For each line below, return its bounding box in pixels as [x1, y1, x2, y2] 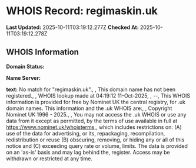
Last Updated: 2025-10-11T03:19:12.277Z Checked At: [6, 24, 139, 31]
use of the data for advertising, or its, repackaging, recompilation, [6, 130, 165, 137]
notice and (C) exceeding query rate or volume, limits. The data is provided [6, 142, 188, 149]
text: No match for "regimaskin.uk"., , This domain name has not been [6, 86, 176, 93]
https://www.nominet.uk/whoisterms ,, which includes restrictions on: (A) [6, 123, 182, 131]
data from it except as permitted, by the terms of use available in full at [6, 117, 178, 124]
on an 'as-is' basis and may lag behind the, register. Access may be [6, 148, 171, 156]
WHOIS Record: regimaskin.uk [6, 4, 158, 18]
